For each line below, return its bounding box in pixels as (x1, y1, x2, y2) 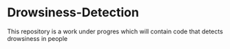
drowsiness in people (7, 34, 67, 42)
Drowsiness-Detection (7, 5, 139, 20)
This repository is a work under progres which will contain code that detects (7, 27, 224, 35)
